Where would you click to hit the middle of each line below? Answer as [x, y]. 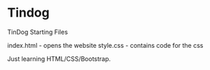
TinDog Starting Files [38, 32]
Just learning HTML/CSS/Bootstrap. [59, 59]
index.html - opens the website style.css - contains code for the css [105, 45]
